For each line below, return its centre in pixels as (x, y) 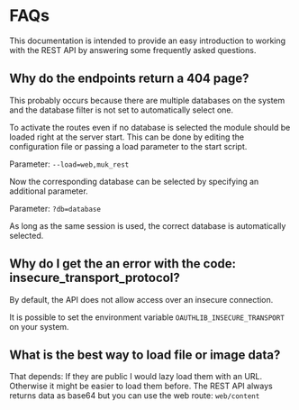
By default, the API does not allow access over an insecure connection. (141, 299)
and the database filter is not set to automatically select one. (122, 110)
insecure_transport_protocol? (95, 278)
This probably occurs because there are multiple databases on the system (147, 100)
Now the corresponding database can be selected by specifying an (134, 181)
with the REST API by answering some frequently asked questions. (133, 50)
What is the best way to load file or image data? (145, 355)
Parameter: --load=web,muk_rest (69, 164)
